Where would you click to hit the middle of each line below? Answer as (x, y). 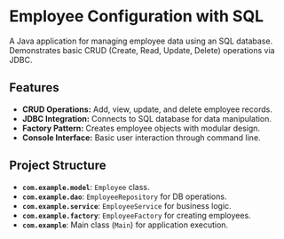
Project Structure (58, 166)
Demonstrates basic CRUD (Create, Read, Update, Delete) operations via (142, 50)
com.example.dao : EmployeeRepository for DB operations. (124, 196)
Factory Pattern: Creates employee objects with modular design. (141, 128)
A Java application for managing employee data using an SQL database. (141, 41)
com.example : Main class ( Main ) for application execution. (125, 225)
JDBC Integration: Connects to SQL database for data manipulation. (147, 118)
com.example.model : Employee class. (86, 187)
